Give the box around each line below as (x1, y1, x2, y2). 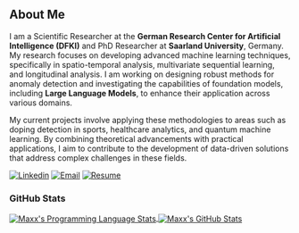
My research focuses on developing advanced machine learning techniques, (9, 49, 291, 61)
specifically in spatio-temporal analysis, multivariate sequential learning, (9, 59, 275, 70)
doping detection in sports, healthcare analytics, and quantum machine (9, 124, 271, 135)
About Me (9, 7, 65, 22)
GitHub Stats (9, 192, 66, 204)
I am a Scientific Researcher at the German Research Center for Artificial (9, 30, 281, 41)
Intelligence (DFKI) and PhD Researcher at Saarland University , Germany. (9, 40, 284, 51)
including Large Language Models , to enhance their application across (9, 87, 270, 98)
